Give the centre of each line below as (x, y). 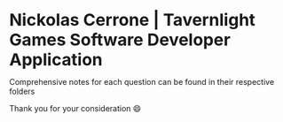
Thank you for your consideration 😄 (75, 108)
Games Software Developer (120, 39)
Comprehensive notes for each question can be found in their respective (142, 82)
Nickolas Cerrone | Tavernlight (132, 20)
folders (22, 91)
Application (56, 60)
